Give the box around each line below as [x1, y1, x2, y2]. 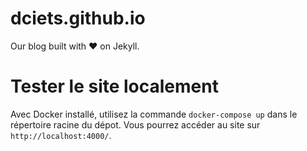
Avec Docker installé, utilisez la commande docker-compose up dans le [10, 108, 298, 120]
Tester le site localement [10, 75, 219, 98]
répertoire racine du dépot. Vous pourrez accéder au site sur [10, 118, 261, 131]
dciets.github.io [10, 7, 146, 30]
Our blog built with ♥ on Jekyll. [10, 40, 140, 52]
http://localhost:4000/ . [10, 129, 112, 141]
